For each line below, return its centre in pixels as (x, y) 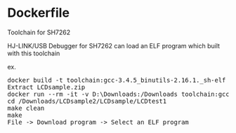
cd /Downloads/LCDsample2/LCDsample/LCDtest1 (87, 101)
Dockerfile (39, 13)
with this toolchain (34, 53)
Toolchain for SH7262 (39, 32)
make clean (26, 108)
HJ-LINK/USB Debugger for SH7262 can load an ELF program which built (113, 45)
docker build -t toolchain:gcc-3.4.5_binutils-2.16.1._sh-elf (117, 80)
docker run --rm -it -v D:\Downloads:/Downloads (92, 94)
